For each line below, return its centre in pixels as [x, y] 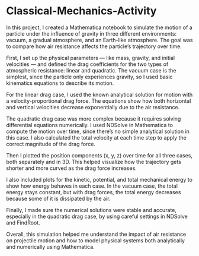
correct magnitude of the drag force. [51, 144]
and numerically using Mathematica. [50, 246]
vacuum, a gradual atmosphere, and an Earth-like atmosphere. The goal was [99, 40]
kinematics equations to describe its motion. [60, 83]
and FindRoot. [23, 222]
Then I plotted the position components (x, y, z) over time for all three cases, [99, 155]
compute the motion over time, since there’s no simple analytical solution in [98, 131]
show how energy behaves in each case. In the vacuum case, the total [92, 186]
